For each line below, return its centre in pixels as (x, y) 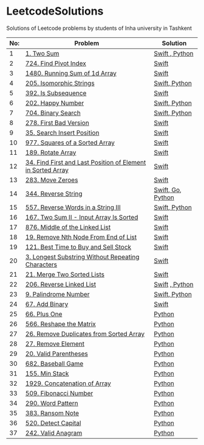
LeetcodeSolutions (55, 11)
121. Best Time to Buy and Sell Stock (78, 247)
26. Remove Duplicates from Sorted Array (85, 333)
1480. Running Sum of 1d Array (71, 73)
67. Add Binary (47, 304)
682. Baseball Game (54, 363)
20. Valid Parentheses (56, 354)
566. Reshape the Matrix (60, 324)
